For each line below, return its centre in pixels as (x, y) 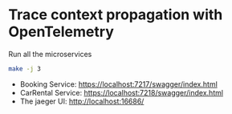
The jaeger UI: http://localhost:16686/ (82, 101)
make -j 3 (25, 69)
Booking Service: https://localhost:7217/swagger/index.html (119, 84)
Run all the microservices (50, 54)
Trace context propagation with (116, 15)
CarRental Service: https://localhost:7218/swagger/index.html (121, 92)
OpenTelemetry (61, 32)
